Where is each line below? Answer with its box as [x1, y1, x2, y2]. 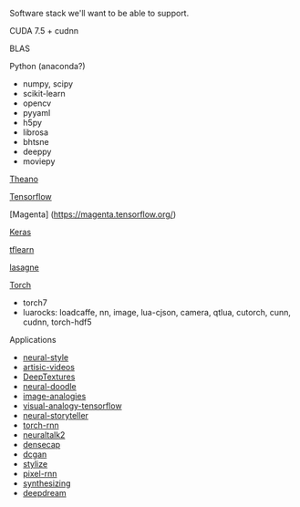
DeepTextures [22, 371, 76, 382]
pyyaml [22, 108, 51, 118]
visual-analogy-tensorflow [22, 400, 122, 411]
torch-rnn [22, 419, 59, 430]
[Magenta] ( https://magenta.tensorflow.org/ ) [9, 209, 177, 220]
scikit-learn [22, 88, 66, 98]
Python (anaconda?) [9, 61, 86, 71]
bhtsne [22, 137, 49, 147]
